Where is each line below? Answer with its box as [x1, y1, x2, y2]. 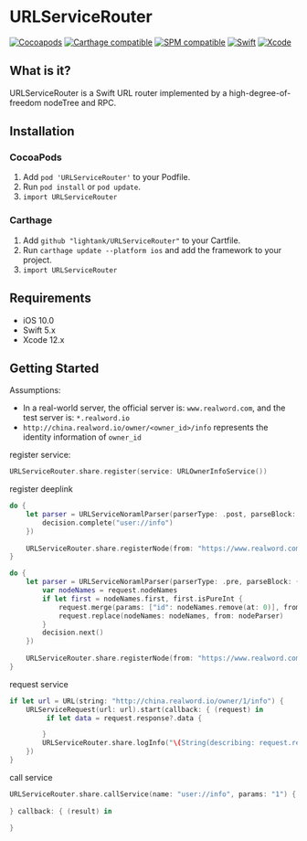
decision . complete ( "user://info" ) [42, 518, 174, 527]
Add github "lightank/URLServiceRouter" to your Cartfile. [22, 235, 241, 246]
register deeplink [9, 484, 73, 495]
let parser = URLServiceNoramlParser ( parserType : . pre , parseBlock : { [26, 578, 301, 587]
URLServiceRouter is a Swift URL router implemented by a [9, 87, 228, 98]
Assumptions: [9, 385, 61, 396]
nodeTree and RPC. [43, 97, 117, 108]
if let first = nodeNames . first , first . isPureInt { [42, 594, 244, 603]
